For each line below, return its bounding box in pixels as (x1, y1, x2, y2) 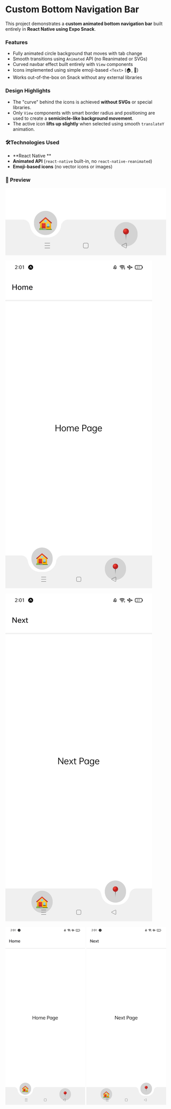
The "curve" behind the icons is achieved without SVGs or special (12, 99, 153, 105)
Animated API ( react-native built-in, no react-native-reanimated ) (12, 158, 153, 164)
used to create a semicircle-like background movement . (12, 115, 134, 121)
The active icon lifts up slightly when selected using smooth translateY (12, 120, 164, 126)
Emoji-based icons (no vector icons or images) (12, 163, 113, 169)
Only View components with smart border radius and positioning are (12, 110, 155, 116)
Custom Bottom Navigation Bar (5, 4, 139, 15)
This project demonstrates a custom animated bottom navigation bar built (5, 20, 163, 27)
